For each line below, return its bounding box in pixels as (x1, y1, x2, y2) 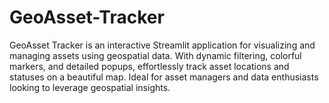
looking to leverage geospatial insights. (9, 81, 171, 93)
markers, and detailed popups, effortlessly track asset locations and (9, 60, 290, 72)
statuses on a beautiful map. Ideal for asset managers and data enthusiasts (9, 71, 319, 83)
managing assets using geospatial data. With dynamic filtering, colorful (9, 49, 302, 61)
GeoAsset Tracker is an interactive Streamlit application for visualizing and (9, 39, 316, 51)
